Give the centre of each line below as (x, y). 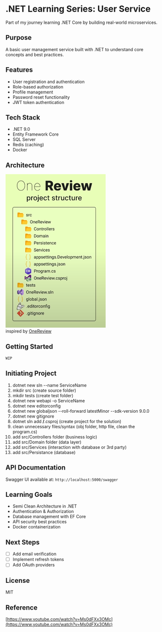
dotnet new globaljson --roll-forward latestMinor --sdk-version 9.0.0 (81, 411)
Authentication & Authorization (43, 511)
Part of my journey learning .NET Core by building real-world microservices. (81, 22)
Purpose (19, 38)
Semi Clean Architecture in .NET (45, 506)
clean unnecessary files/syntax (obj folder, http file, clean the (74, 426)
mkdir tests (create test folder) (43, 395)
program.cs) (25, 432)
